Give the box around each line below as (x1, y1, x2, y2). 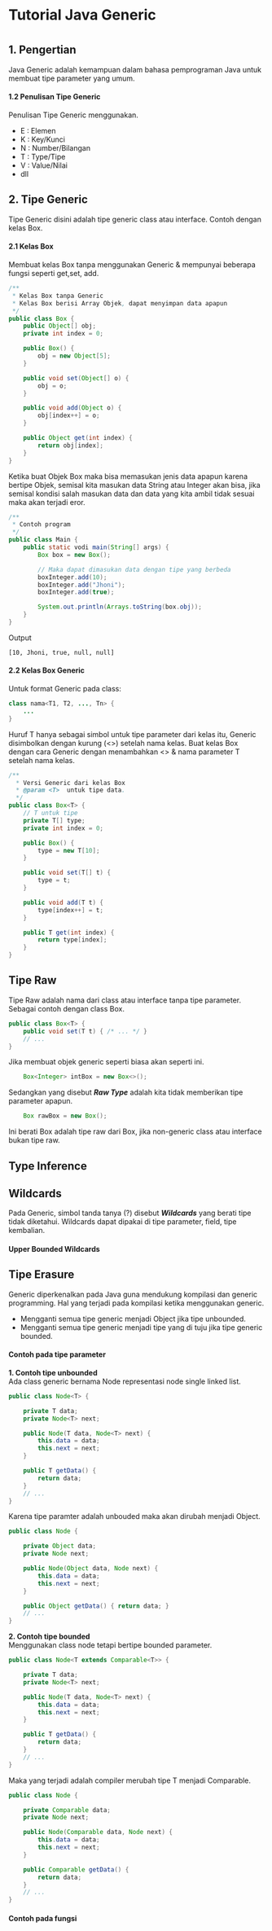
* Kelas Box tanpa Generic (11, 292, 104, 300)
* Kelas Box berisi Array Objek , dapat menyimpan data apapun (11, 299, 228, 307)
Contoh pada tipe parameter (8, 1350, 106, 1359)
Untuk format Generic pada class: (8, 684, 122, 694)
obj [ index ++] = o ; (37, 411, 100, 420)
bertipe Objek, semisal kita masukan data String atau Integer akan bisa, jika (8, 480, 261, 489)
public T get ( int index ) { (23, 928, 115, 937)
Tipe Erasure (8, 1268, 75, 1282)
